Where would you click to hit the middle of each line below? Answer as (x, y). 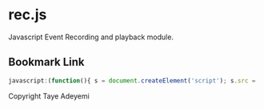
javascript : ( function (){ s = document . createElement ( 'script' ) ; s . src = (132, 81)
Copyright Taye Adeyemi (49, 96)
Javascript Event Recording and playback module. (91, 37)
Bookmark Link (47, 62)
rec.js (28, 15)
